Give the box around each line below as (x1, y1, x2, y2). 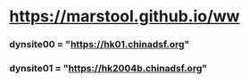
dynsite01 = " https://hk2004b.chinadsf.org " (9, 62, 208, 75)
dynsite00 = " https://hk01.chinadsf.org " (9, 38, 190, 51)
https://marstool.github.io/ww (9, 6, 240, 27)
